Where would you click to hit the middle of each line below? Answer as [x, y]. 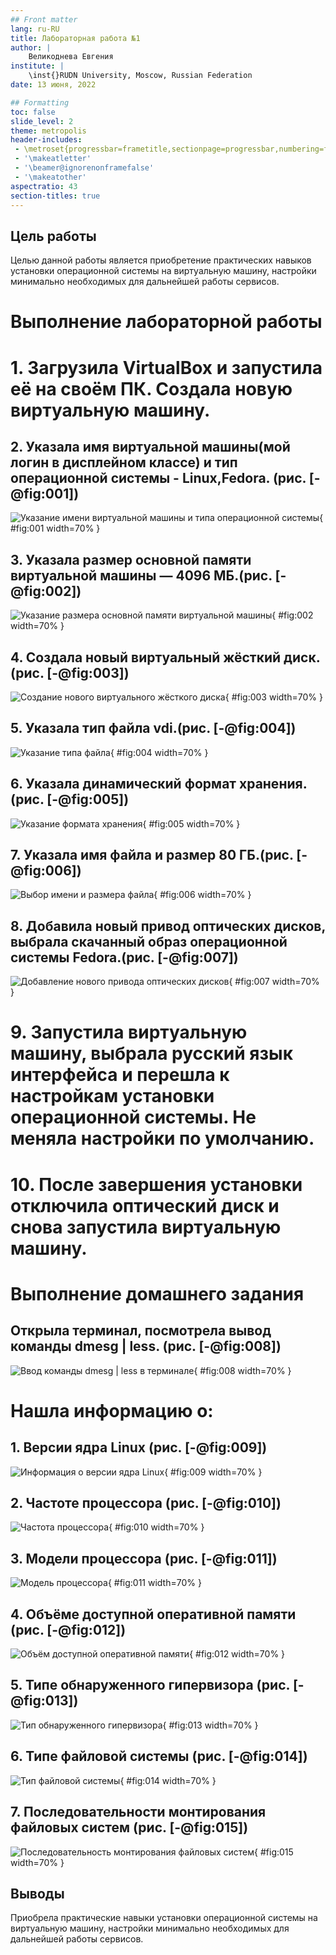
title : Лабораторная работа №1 [75, 38]
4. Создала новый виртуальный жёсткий [146, 657]
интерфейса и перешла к [120, 1075]
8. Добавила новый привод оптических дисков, [168, 926]
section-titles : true [55, 196]
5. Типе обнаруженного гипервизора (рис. [150, 1685]
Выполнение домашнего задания [157, 1293]
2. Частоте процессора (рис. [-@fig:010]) [146, 1503]
